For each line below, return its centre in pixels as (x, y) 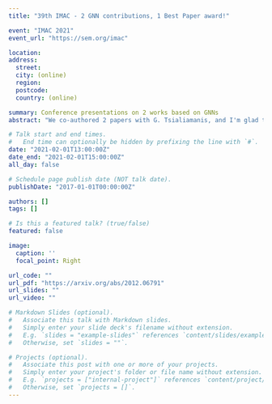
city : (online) (41, 75)
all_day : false (34, 164)
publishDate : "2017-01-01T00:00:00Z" (72, 187)
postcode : (32, 90)
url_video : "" (32, 298)
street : (29, 68)
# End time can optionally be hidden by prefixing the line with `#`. (134, 142)
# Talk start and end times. (57, 134)
